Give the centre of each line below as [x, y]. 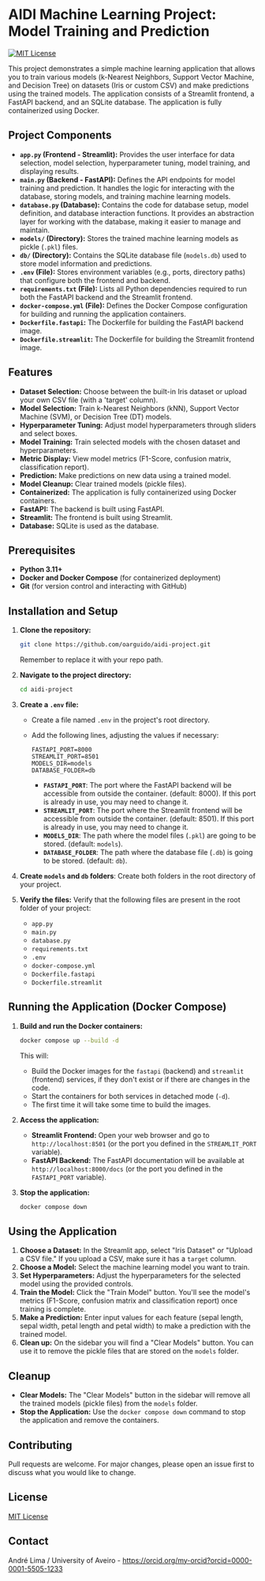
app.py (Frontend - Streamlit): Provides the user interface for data [127, 154]
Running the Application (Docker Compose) [118, 1007]
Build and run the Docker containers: [81, 1026]
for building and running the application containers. [103, 314]
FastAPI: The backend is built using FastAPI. [92, 509]
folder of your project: [55, 908]
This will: [34, 1056]
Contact [28, 1541]
